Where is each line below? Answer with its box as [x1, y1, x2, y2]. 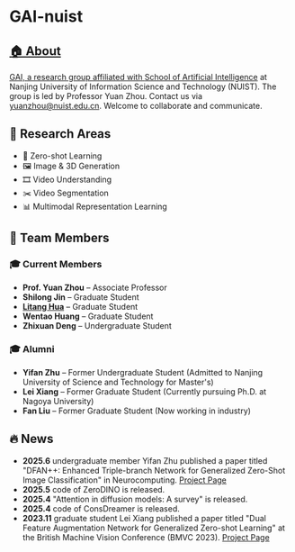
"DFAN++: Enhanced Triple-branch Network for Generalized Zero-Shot [22, 465, 286, 475]
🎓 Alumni [9, 343, 55, 356]
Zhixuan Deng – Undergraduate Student [22, 320, 173, 330]
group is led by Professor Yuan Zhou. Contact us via [9, 91, 203, 101]
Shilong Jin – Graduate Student [22, 291, 139, 303]
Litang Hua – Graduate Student [22, 301, 139, 312]
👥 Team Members [9, 231, 110, 246]
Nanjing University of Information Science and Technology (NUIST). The [9, 81, 277, 92]
